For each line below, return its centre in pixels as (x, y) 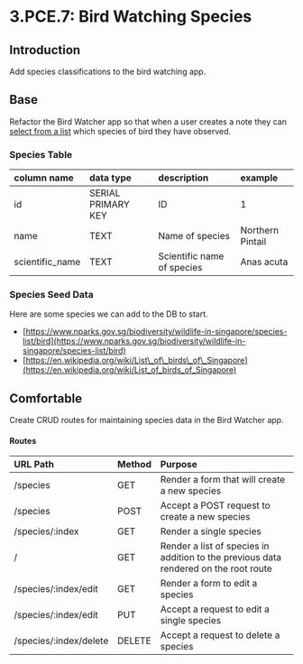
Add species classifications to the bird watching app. (108, 71)
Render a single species (211, 531)
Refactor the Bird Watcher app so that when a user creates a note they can (148, 121)
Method (134, 465)
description (184, 178)
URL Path (34, 465)
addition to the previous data (221, 558)
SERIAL (105, 193)
